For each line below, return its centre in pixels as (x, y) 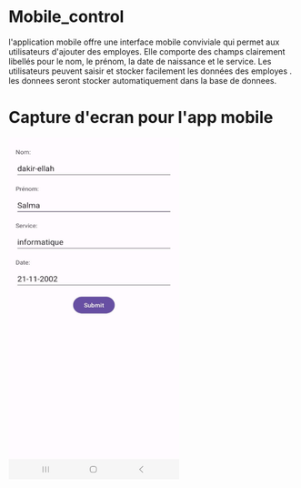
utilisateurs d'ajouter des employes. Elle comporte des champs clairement (147, 51)
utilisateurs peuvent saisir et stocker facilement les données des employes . (150, 71)
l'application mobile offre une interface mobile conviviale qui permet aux (144, 42)
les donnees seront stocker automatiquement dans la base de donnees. (143, 80)
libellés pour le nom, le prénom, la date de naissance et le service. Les (140, 61)
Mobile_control (66, 17)
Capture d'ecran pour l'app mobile (141, 118)
